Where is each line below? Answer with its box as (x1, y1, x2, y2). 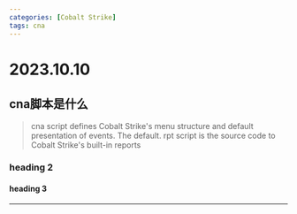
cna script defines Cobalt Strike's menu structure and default (30, 120, 254, 131)
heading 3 (9, 183, 47, 195)
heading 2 (9, 161, 54, 173)
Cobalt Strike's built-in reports (30, 139, 141, 150)
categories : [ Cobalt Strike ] (9, 12, 117, 22)
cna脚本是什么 (9, 96, 88, 111)
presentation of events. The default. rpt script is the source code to (30, 130, 276, 141)
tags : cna (9, 21, 46, 30)
